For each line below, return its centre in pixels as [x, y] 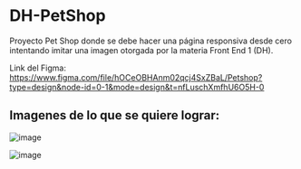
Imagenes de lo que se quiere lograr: [115, 115]
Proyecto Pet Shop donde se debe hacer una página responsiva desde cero [151, 41]
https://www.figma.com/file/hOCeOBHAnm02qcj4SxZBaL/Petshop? [136, 77]
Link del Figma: [38, 68]
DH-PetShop [58, 16]
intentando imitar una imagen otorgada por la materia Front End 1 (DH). [141, 50]
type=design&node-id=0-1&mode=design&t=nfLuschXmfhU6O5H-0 [137, 87]
